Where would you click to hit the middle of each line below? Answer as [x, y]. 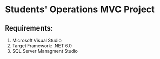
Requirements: [29, 28]
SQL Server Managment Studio [45, 51]
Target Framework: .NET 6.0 [42, 46]
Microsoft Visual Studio [37, 40]
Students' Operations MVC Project [80, 9]
